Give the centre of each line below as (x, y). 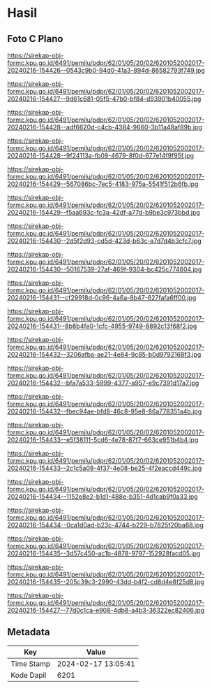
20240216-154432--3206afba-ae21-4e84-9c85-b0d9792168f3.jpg (104, 354)
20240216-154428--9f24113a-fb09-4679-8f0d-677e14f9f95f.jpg (100, 156)
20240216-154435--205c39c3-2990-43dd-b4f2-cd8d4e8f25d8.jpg (106, 582)
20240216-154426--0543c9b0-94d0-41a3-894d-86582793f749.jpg (106, 70)
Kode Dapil (29, 675)
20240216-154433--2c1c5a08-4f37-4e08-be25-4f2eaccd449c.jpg (105, 468)
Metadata (29, 632)
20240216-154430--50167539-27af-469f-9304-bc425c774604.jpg (105, 269)
